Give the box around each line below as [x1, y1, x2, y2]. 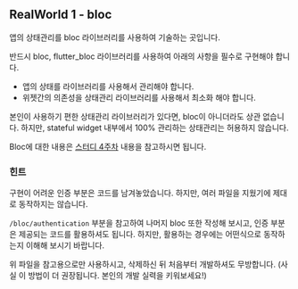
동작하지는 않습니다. [18, 199, 88, 210]
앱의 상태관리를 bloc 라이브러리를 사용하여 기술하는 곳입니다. [9, 31, 221, 43]
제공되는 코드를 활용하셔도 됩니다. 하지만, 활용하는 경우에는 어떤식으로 [18, 229, 261, 240]
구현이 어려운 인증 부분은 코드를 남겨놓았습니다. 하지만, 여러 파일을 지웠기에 [9, 187, 271, 199]
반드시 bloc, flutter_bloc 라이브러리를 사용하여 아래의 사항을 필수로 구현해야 [9, 51, 274, 62]
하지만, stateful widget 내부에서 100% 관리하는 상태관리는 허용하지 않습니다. [21, 122, 289, 133]
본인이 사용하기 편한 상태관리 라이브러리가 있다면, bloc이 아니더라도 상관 [9, 111, 261, 121]
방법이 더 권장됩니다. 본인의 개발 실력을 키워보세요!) [28, 270, 207, 281]
